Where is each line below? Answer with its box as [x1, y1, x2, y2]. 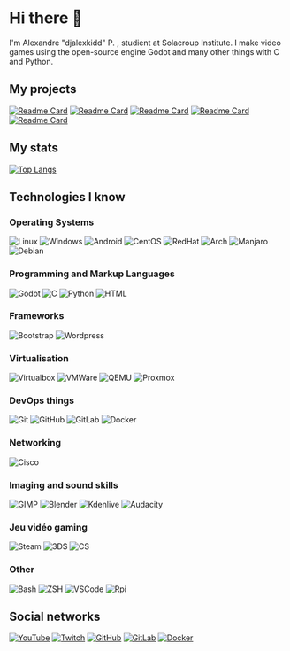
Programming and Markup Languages [9, 267, 175, 280]
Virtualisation [9, 352, 69, 364]
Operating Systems [9, 216, 95, 229]
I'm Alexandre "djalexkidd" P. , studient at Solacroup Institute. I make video [9, 37, 281, 48]
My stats [9, 141, 59, 156]
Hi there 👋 [9, 8, 82, 28]
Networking [9, 437, 62, 449]
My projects [9, 81, 77, 97]
